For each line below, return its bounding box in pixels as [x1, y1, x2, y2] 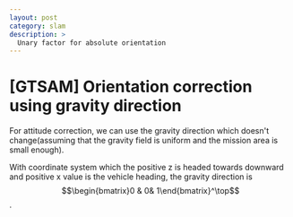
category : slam [9, 22, 66, 30]
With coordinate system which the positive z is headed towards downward [9, 162, 284, 173]
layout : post [9, 13, 58, 22]
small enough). [9, 144, 65, 155]
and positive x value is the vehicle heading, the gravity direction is [9, 171, 253, 182]
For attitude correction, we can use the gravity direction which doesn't [9, 126, 270, 136]
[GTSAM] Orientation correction [9, 77, 253, 97]
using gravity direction [9, 96, 182, 117]
